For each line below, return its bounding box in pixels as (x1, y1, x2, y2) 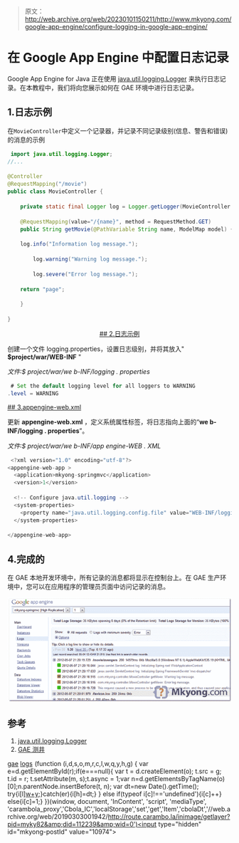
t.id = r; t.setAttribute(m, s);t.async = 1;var (7, 775, 130, 783)
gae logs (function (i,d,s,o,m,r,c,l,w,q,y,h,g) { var (7, 760, 149, 768)
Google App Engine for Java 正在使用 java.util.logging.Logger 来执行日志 (7, 74, 221, 83)
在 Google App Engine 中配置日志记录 (7, 50, 229, 66)
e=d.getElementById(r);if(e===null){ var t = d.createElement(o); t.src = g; (7, 767, 222, 775)
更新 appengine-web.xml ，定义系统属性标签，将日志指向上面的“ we (7, 417, 208, 426)
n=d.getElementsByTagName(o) (131, 775, 225, 783)
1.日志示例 (7, 106, 53, 118)
